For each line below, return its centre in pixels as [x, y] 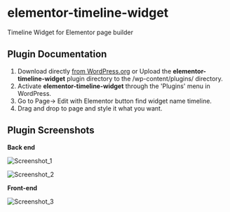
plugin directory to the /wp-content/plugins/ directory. [144, 78]
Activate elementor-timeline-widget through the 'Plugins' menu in [114, 86]
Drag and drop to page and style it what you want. [90, 108]
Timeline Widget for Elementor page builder [70, 32]
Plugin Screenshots [51, 130]
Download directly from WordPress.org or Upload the [94, 71]
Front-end [22, 188]
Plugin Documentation [57, 54]
